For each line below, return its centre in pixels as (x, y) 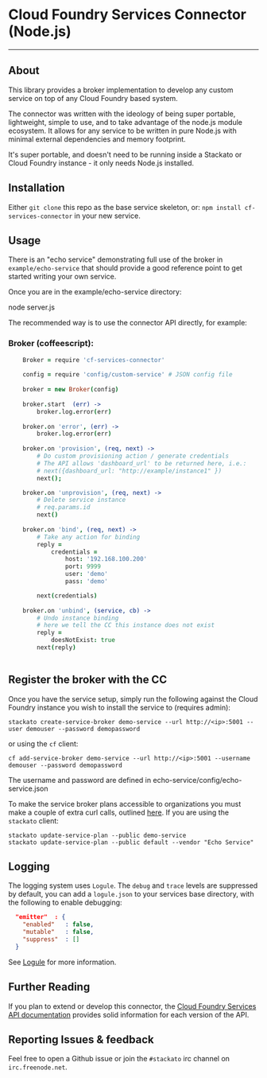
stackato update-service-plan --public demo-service (97, 835)
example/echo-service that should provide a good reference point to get (125, 268)
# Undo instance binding (78, 618)
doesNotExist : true (83, 640)
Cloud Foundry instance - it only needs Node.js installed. (101, 163)
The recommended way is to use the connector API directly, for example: (128, 323)
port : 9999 (83, 566)
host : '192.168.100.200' (106, 559)
